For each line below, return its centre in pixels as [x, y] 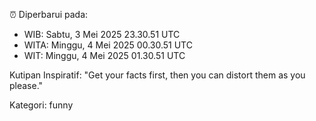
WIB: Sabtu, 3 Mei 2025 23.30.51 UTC [102, 34]
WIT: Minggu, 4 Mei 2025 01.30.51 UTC [104, 55]
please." [26, 85]
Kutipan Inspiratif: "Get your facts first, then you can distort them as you [157, 75]
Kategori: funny [41, 105]
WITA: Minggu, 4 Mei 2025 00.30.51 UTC [108, 45]
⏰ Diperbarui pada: [49, 14]
